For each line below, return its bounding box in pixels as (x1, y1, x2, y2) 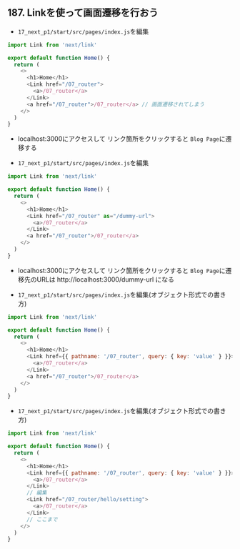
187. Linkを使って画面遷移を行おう (7, 6, 159, 19)
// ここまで (26, 515, 58, 523)
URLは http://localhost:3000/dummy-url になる (36, 274, 175, 284)
